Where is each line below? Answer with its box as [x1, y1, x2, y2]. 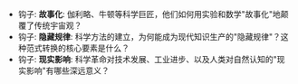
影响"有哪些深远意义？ [25, 65, 111, 76]
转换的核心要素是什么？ [42, 42, 130, 53]
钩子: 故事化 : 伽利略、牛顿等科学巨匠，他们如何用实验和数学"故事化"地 [17, 9, 281, 19]
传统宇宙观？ [34, 20, 82, 31]
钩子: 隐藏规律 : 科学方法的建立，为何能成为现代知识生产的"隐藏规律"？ [17, 32, 281, 42]
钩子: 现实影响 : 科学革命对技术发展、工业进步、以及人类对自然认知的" [17, 54, 278, 64]
